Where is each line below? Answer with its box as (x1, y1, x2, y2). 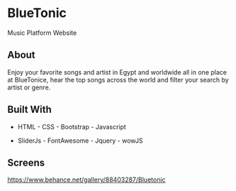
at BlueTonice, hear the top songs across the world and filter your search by (7, 75, 229, 84)
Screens (7, 156, 45, 168)
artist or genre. (7, 83, 51, 92)
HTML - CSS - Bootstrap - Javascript (17, 122, 126, 131)
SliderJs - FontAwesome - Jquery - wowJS (17, 136, 143, 145)
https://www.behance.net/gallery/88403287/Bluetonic (7, 175, 166, 184)
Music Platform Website (7, 28, 77, 37)
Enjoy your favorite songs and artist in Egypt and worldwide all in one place (7, 67, 227, 76)
